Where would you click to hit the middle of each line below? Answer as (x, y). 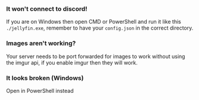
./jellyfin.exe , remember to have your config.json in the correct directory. (100, 28)
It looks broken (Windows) (45, 78)
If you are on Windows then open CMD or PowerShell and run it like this (94, 22)
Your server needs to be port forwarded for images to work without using (96, 56)
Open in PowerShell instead (40, 91)
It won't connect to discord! (47, 9)
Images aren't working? (41, 43)
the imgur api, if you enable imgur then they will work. (72, 62)
